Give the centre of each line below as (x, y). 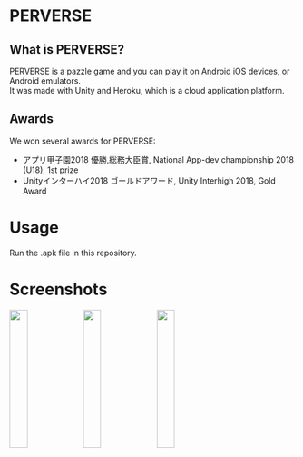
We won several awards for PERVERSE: (83, 141)
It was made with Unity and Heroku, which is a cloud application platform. (147, 90)
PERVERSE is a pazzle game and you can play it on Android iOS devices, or (150, 71)
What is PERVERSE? (67, 50)
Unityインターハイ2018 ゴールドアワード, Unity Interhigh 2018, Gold (149, 180)
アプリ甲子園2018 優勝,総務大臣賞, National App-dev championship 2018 (158, 159)
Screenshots (59, 289)
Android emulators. (45, 81)
